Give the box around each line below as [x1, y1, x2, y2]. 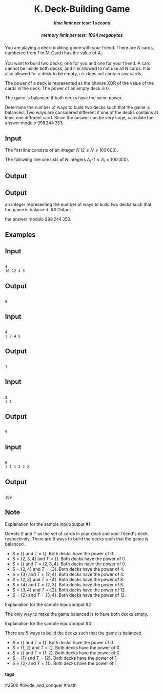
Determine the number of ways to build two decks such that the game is [5, 104, 150, 111]
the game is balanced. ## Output [5, 207, 71, 213]
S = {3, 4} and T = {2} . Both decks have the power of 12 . [12, 587, 126, 593]
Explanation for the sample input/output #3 [5, 620, 91, 626]
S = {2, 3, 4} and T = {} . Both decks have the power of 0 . [12, 556, 126, 561]
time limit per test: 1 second [53, 20, 111, 25]
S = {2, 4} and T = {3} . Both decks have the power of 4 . [12, 566, 124, 572]
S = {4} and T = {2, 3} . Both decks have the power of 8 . [12, 581, 124, 587]
